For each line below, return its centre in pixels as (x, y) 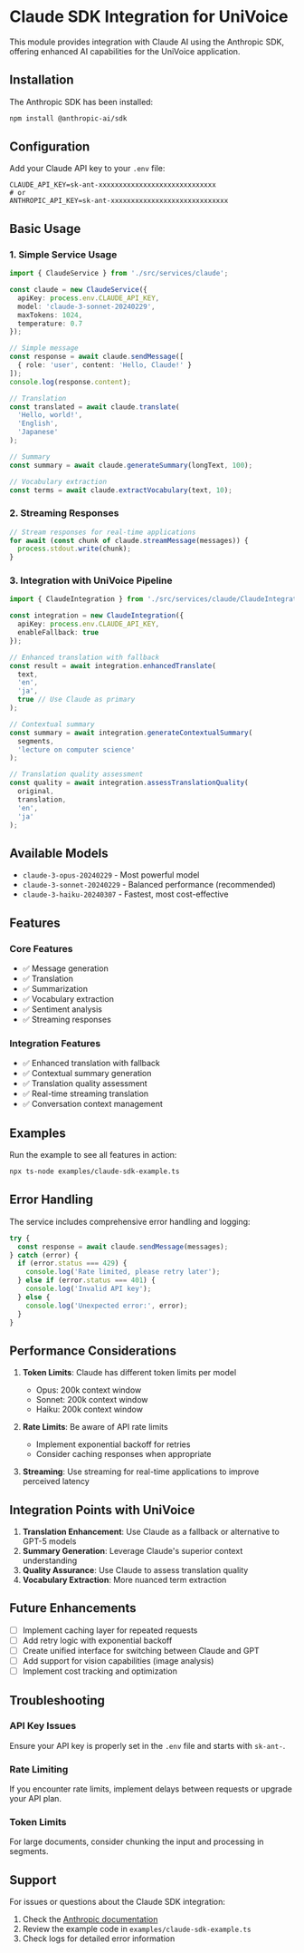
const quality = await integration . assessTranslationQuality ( (129, 783)
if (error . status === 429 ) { (72, 1263)
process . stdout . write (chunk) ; (74, 549)
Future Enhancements (73, 1608)
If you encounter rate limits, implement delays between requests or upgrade (151, 1789)
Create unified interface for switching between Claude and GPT (141, 1650)
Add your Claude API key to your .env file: (87, 169)
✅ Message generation (65, 968)
